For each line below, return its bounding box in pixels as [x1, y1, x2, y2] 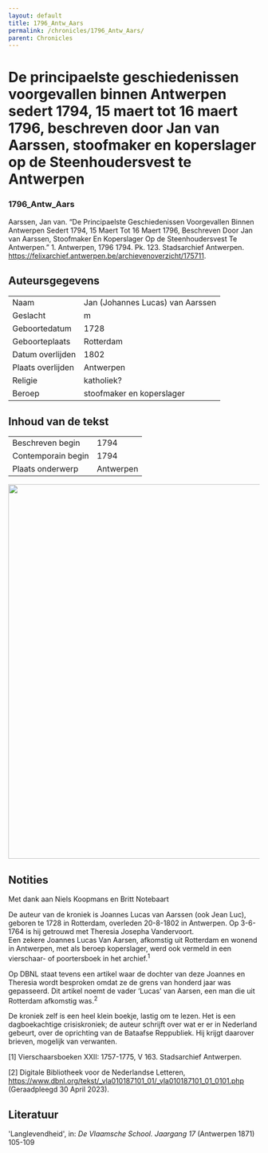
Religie [12, 375, 38, 386]
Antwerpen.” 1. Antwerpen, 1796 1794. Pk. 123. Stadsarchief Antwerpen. [8, 242, 245, 252]
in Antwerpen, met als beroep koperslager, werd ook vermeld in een [8, 944, 232, 953]
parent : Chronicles [8, 34, 73, 42]
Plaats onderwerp [12, 463, 79, 475]
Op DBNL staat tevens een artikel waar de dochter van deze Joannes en [8, 968, 246, 979]
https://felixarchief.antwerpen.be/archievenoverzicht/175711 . [8, 251, 207, 260]
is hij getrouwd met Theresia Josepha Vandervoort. [26, 927, 195, 936]
